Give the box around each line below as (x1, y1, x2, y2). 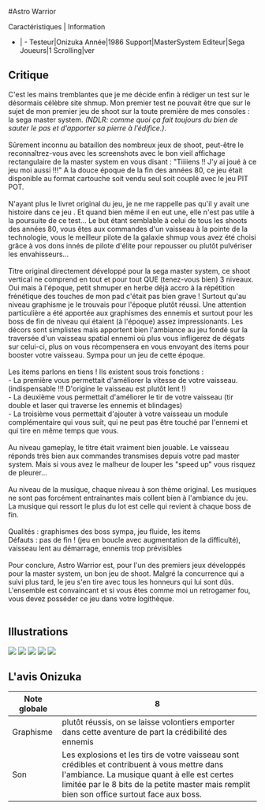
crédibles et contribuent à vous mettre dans (62, 759, 224, 770)
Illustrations (8, 625, 69, 639)
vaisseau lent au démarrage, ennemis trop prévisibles (8, 543, 183, 553)
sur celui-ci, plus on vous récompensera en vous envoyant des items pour (8, 342, 249, 351)
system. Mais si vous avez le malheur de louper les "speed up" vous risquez (8, 459, 256, 469)
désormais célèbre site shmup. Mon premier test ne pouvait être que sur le (8, 98, 251, 108)
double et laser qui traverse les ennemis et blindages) (8, 400, 183, 410)
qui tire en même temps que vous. (8, 426, 119, 435)
